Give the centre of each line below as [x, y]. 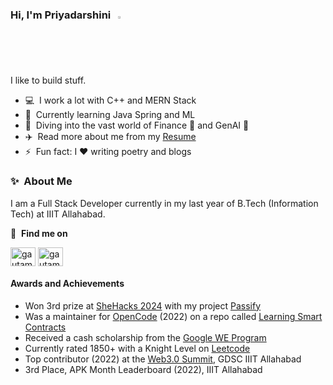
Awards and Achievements [67, 284]
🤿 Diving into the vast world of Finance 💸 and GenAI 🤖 [137, 125]
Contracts [45, 327]
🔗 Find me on [39, 233]
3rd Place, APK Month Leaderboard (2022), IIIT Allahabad [143, 369]
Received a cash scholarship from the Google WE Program [145, 337]
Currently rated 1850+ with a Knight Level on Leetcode [137, 348]
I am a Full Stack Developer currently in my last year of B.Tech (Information [164, 203]
